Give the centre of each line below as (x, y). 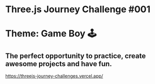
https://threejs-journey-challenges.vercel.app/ (54, 76)
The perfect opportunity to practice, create (76, 56)
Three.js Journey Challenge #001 (78, 9)
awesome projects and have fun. (59, 64)
